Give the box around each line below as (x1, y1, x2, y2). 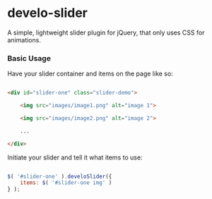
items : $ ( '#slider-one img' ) (20, 179, 112, 186)
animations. (7, 35, 41, 44)
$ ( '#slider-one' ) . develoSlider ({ (7, 173, 112, 180)
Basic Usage (7, 53, 52, 63)
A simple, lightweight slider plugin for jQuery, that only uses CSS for (7, 28, 205, 37)
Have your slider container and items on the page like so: (7, 69, 173, 78)
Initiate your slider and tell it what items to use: (7, 153, 143, 162)
